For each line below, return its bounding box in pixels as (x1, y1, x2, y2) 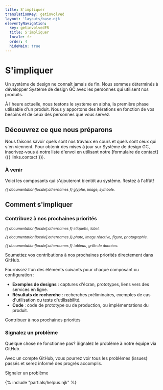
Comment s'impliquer (5, 201, 73, 209)
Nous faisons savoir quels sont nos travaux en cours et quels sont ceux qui (5, 138, 157, 145)
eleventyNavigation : (5, 21, 47, 26)
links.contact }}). (11, 154, 45, 160)
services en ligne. (12, 286, 48, 292)
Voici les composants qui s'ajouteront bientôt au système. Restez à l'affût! (5, 178, 154, 183)
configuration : (5, 272, 35, 278)
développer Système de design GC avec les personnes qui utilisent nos (5, 86, 149, 92)
